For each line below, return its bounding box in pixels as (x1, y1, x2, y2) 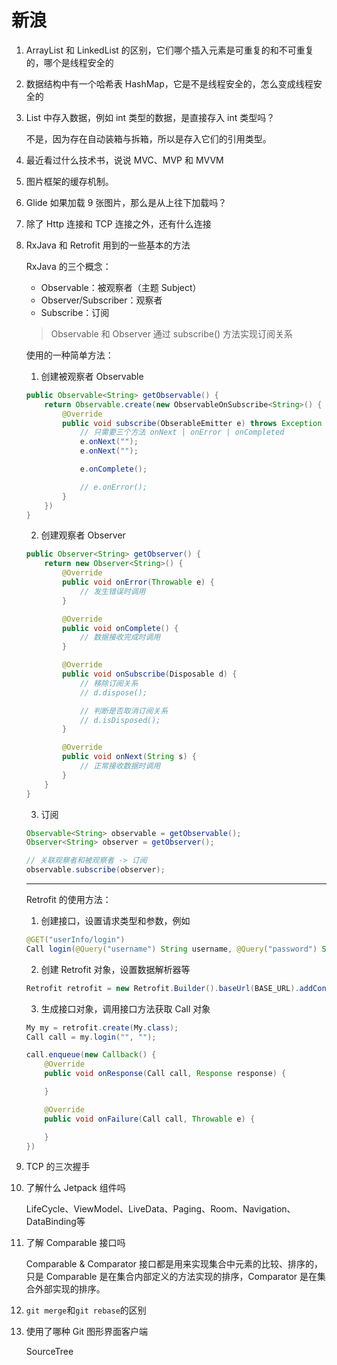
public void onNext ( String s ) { (62, 752, 197, 762)
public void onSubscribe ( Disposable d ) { (62, 669, 238, 680)
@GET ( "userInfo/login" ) (25, 935, 126, 945)
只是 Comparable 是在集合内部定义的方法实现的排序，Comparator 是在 (25, 1271, 318, 1283)
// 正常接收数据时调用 (79, 761, 161, 771)
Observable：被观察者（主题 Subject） (40, 281, 202, 293)
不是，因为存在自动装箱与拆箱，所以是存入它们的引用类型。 (25, 132, 272, 145)
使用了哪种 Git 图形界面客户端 (25, 1326, 149, 1338)
